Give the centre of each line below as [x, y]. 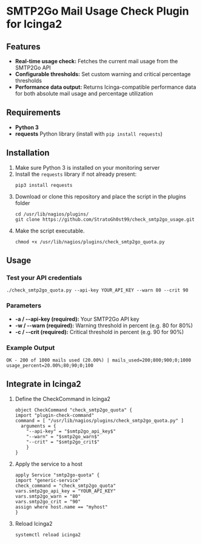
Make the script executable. [50, 231]
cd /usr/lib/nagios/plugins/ [52, 214]
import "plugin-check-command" [55, 415]
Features [23, 47]
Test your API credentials [44, 277]
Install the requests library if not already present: [76, 174]
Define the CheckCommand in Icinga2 [63, 399]
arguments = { [39, 426]
